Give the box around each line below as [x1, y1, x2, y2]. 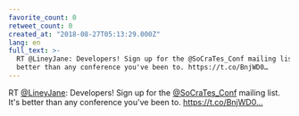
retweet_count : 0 [8, 21, 73, 30]
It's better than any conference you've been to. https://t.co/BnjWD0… [8, 96, 263, 107]
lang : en [8, 37, 41, 47]
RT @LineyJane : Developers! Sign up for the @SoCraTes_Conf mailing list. [8, 87, 280, 98]
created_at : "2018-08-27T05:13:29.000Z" [8, 29, 162, 38]
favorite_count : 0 [8, 12, 77, 22]
